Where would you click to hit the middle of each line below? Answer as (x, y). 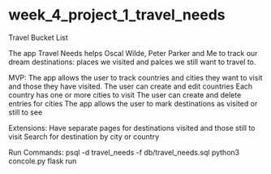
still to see (26, 112)
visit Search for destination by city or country (84, 137)
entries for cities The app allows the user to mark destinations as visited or (133, 103)
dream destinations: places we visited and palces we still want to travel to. (132, 62)
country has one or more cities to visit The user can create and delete (125, 94)
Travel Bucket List (39, 37)
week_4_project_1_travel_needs (117, 15)
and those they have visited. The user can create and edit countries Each (131, 86)
